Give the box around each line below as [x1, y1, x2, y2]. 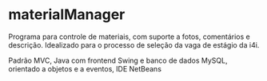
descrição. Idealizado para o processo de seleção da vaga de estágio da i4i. [8, 40, 260, 49]
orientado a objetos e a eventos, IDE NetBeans [8, 64, 162, 73]
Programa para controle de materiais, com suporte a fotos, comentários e [8, 32, 250, 41]
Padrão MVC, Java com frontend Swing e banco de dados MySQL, [8, 56, 228, 65]
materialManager [8, 6, 126, 24]
